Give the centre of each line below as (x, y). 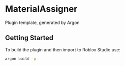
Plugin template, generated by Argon (42, 22)
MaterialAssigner (41, 9)
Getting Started (29, 38)
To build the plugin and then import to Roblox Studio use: (63, 49)
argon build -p (21, 59)
